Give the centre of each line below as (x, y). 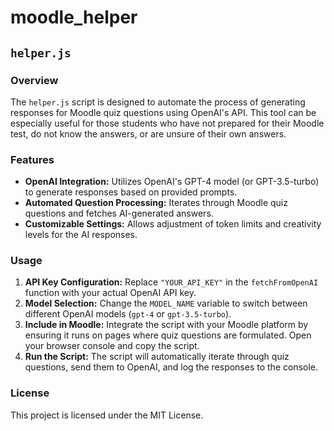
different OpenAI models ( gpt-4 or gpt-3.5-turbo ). (128, 314)
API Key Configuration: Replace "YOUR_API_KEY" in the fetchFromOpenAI (171, 282)
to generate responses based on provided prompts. (131, 192)
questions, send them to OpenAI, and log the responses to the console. (171, 367)
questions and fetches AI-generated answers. (119, 213)
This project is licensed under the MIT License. (107, 415)
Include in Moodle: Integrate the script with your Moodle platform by (166, 325)
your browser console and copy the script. (112, 346)
